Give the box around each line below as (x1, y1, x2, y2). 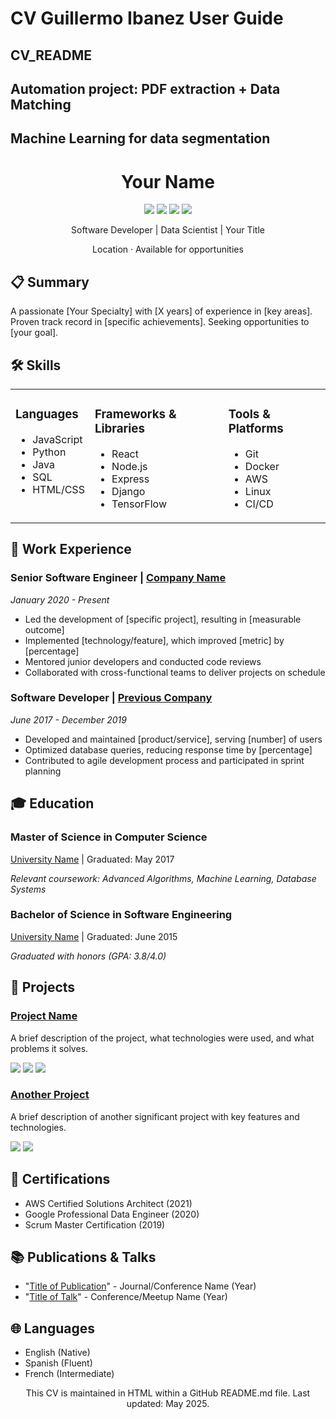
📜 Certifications (10, 1171, 111, 1188)
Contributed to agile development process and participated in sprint (24, 754, 305, 766)
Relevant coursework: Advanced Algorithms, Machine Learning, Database (10, 872, 317, 884)
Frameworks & (94, 407, 177, 422)
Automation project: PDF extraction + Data (10, 80, 281, 97)
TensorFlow (111, 497, 167, 511)
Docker (244, 459, 280, 473)
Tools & (228, 407, 271, 422)
